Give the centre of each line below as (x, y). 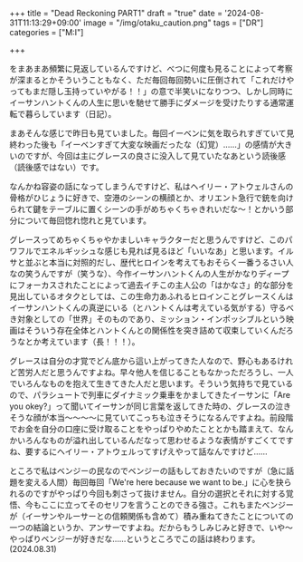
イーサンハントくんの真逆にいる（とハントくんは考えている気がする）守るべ (152, 308)
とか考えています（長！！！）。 (82, 342)
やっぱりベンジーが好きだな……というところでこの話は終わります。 (135, 539)
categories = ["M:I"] (47, 32)
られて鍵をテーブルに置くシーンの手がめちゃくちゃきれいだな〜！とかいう (148, 209)
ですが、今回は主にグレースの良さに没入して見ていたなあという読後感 (156, 156)
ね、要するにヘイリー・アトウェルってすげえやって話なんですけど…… (139, 451)
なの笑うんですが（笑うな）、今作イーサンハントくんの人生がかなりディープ (149, 274)
